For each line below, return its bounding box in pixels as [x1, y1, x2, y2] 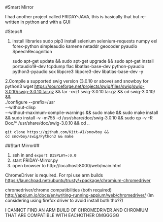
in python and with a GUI [20, 19, 70, 25]
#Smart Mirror [5, 4, 34, 10]
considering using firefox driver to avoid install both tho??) [5, 197, 124, 203]
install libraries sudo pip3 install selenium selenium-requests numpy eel [12, 38, 158, 44]
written [5, 19, 20, 25]
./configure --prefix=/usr [5, 99, 55, 105]
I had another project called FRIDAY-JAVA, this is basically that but [5, 14, 139, 19]
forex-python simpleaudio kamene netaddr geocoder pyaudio [12, 43, 137, 49]
